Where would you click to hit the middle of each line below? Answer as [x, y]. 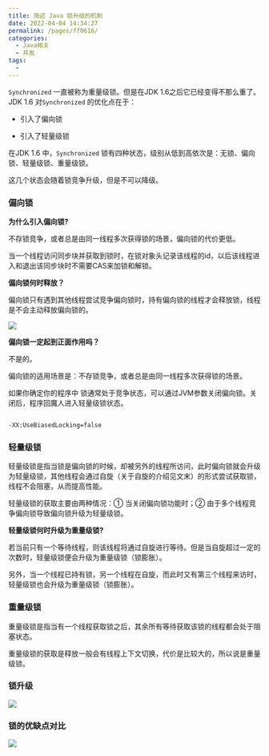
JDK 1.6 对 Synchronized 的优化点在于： [72, 102]
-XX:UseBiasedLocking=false [55, 426]
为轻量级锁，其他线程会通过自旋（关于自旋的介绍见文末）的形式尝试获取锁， [134, 476]
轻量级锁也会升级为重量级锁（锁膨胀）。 [73, 584]
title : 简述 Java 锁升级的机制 [56, 16]
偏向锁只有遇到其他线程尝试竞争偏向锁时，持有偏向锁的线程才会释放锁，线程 [134, 300]
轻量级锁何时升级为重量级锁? [56, 531]
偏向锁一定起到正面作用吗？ [54, 342]
